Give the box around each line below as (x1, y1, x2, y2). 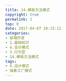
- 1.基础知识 (5, 40, 29, 45)
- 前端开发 (5, 36, 25, 41)
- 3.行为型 (5, 49, 26, 54)
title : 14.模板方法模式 (5, 7, 50, 13)
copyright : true (5, 12, 39, 17)
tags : (5, 59, 16, 64)
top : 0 (5, 21, 19, 27)
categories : (5, 31, 30, 36)
